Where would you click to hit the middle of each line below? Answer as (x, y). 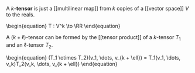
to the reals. (20, 15)
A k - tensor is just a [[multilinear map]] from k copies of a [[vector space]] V (97, 8)
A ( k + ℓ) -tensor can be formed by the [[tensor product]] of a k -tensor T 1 (93, 38)
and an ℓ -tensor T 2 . (30, 45)
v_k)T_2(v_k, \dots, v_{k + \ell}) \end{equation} (62, 64)
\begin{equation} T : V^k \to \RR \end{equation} (63, 26)
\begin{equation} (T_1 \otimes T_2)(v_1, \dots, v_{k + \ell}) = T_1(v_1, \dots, (93, 57)
